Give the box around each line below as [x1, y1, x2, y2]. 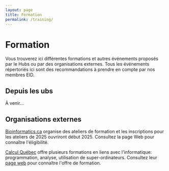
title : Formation [5, 12, 42, 17]
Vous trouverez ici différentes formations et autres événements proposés [5, 55, 159, 62]
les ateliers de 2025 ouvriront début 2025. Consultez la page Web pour [5, 133, 155, 140]
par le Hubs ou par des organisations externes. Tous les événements [5, 61, 150, 67]
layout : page [5, 7, 33, 13]
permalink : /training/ [5, 17, 53, 22]
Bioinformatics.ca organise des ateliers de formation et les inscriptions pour [5, 128, 164, 134]
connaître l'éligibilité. [5, 139, 49, 145]
